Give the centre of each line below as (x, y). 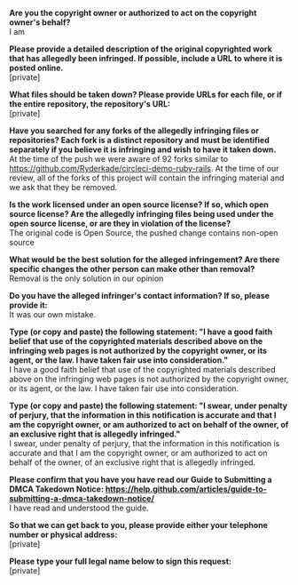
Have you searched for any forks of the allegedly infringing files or (134, 131)
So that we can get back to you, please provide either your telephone (139, 525)
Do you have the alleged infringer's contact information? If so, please (140, 296)
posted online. (36, 68)
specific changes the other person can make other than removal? (132, 269)
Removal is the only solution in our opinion (86, 278)
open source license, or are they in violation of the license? (120, 223)
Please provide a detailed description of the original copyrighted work (141, 49)
